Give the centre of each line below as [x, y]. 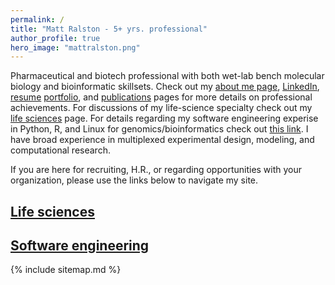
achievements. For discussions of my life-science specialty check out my [161, 108]
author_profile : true [55, 38]
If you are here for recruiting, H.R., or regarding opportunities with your [156, 170]
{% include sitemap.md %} [66, 270]
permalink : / [37, 19]
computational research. [60, 150]
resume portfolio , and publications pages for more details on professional [161, 97]
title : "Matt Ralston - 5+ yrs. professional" [109, 29]
